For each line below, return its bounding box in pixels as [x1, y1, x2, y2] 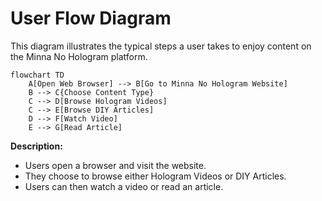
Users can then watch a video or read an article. [24, 180, 224, 192]
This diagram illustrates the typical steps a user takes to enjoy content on [10, 40, 312, 52]
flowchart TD [10, 70, 65, 80]
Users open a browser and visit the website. [24, 159, 207, 171]
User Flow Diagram [10, 7, 172, 30]
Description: [10, 140, 63, 152]
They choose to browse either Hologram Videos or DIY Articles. [24, 170, 287, 182]
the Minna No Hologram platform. [10, 50, 148, 62]
